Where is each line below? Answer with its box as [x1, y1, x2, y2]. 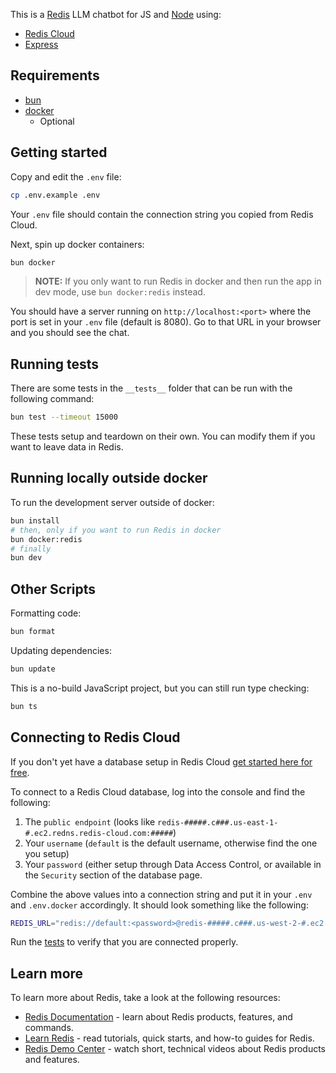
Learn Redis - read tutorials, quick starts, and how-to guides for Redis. [24, 1032, 315, 1044]
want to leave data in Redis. [10, 441, 124, 453]
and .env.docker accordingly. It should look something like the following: [10, 899, 309, 911]
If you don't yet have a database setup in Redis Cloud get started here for [10, 755, 313, 768]
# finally [10, 544, 52, 554]
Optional [39, 115, 75, 127]
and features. [24, 1054, 80, 1066]
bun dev [10, 553, 43, 563]
